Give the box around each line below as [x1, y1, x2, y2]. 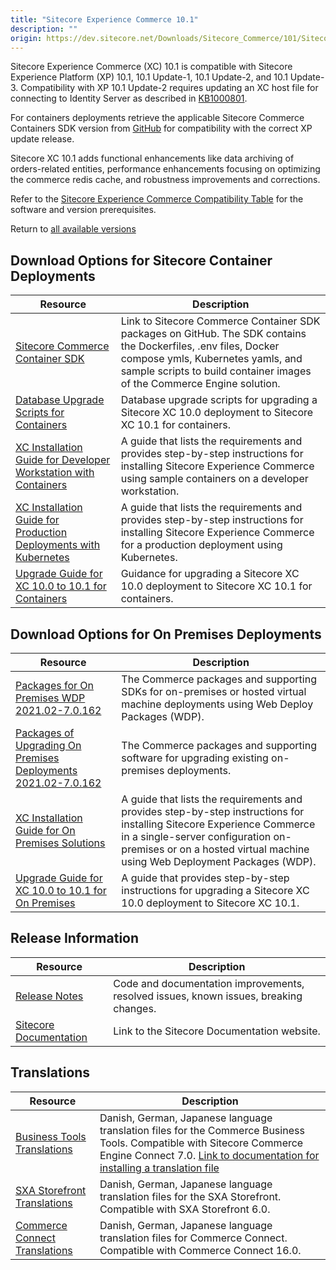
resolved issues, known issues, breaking [113, 989, 303, 1003]
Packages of [15, 726, 75, 740]
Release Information [10, 930, 140, 947]
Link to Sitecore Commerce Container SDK [120, 314, 321, 328]
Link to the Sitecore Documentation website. [113, 1024, 321, 1038]
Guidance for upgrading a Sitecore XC [120, 567, 300, 581]
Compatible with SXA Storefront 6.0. [99, 1202, 271, 1216]
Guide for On [15, 824, 76, 837]
